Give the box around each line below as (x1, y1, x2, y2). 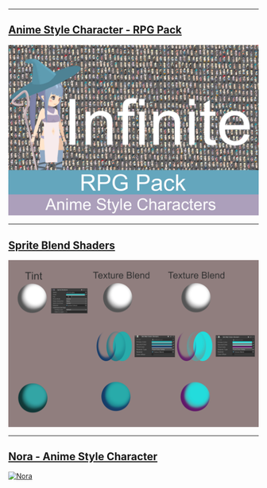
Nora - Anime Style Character (8, 450, 158, 463)
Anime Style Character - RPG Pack (8, 23, 182, 37)
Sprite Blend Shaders (8, 238, 115, 252)
